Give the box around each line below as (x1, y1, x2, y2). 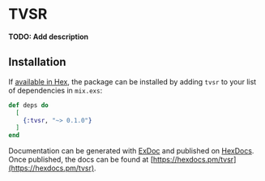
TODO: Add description (8, 32, 89, 41)
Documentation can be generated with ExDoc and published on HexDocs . (8, 146, 254, 156)
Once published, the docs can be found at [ (8, 155, 154, 165)
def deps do (8, 101, 49, 110)
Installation (8, 55, 66, 69)
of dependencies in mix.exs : (8, 85, 103, 95)
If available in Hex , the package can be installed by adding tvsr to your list (8, 76, 257, 86)
